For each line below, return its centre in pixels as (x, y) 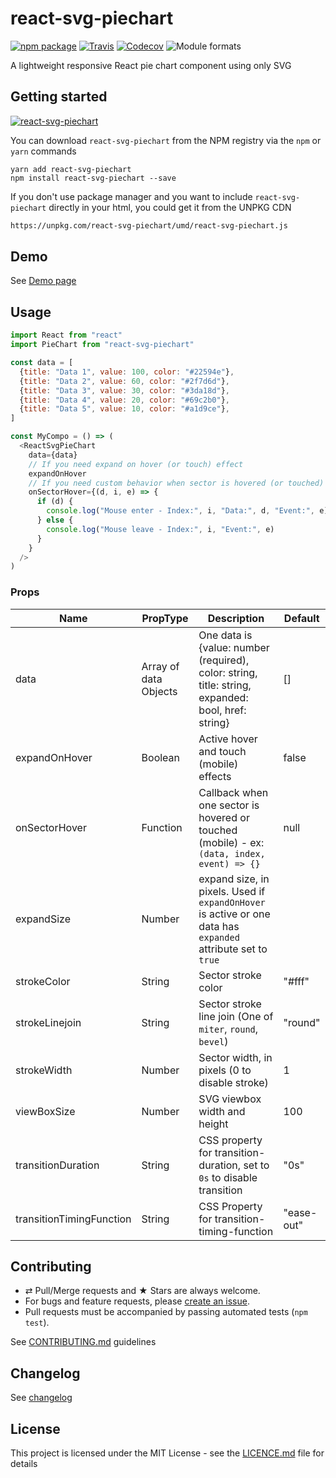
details (24, 1463)
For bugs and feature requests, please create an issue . (137, 1301)
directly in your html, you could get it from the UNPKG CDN (170, 207)
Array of (160, 666)
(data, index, (232, 853)
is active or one (234, 914)
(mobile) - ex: (231, 842)
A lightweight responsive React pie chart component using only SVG (151, 65)
